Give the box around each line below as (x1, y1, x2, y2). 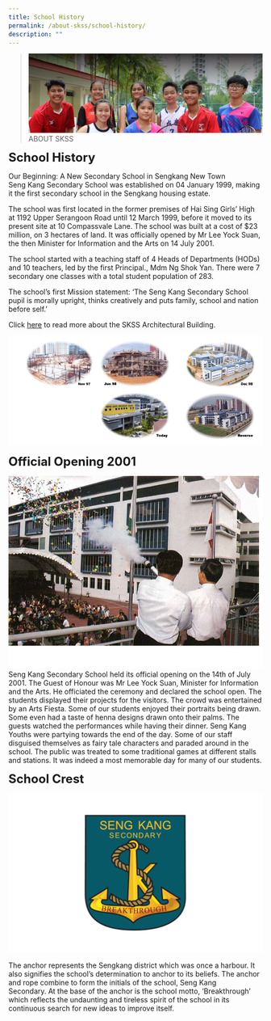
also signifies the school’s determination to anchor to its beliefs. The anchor (8, 968, 261, 978)
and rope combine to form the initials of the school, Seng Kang (8, 977, 217, 987)
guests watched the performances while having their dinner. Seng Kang (8, 720, 247, 731)
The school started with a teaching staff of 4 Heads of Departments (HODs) (8, 255, 261, 264)
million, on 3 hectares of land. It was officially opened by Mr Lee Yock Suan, (8, 230, 261, 240)
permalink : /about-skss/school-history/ (8, 21, 147, 30)
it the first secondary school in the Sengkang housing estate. (8, 188, 211, 198)
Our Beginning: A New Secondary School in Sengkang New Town (8, 171, 226, 181)
